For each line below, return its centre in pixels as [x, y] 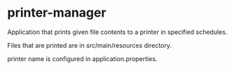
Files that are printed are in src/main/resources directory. [89, 45]
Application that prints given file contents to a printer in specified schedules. [117, 32]
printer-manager [57, 13]
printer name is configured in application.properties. [82, 59]
